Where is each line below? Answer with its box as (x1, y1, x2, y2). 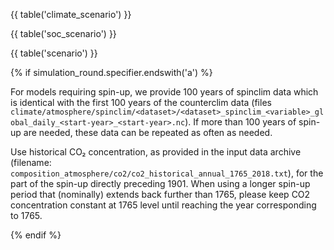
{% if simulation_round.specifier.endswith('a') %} (10, 67, 213, 78)
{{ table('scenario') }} (10, 47, 98, 59)
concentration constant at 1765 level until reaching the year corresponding (10, 199, 317, 211)
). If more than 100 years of (184, 116, 297, 128)
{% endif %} (10, 229, 62, 241)
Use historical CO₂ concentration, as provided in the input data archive (10, 146, 302, 158)
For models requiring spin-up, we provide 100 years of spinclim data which (10, 86, 319, 98)
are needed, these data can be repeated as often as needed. (23, 127, 273, 138)
